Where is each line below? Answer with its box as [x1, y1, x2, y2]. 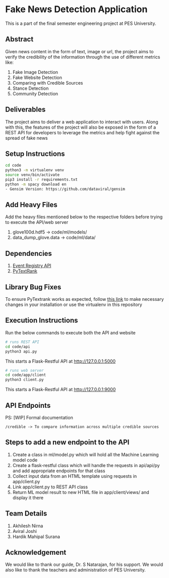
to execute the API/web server [5, 219, 69, 225]
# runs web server [5, 368, 44, 373]
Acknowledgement [5, 548, 67, 557]
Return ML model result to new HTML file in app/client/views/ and [12, 489, 150, 495]
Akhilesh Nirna [12, 523, 43, 529]
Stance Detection [12, 85, 49, 91]
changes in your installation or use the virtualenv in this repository [5, 301, 142, 307]
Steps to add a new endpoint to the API [5, 438, 130, 447]
